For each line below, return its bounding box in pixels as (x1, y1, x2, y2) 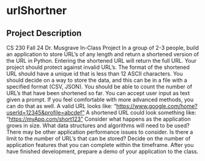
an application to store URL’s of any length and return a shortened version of (6, 51, 199, 58)
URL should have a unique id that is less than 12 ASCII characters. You (6, 70, 183, 77)
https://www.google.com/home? (116, 102, 198, 110)
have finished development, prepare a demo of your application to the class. (6, 148, 199, 155)
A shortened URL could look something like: (86, 109, 196, 116)
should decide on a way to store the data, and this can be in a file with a (6, 77, 188, 84)
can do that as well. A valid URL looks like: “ (6, 102, 117, 110)
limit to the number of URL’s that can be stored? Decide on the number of (6, 135, 191, 142)
